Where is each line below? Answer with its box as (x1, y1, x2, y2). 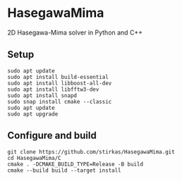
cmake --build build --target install (7, 167, 121, 174)
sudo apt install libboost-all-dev (7, 80, 112, 87)
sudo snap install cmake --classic (7, 98, 112, 105)
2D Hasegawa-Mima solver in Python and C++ (7, 28, 143, 37)
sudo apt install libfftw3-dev (7, 86, 99, 93)
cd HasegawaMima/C (7, 154, 61, 161)
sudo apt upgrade (7, 111, 59, 118)
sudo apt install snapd (7, 92, 78, 99)
